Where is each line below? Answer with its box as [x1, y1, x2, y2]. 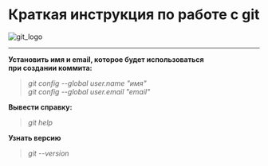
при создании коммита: [8, 63, 93, 72]
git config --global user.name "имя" [27, 78, 148, 88]
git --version [27, 149, 69, 158]
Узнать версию [8, 133, 61, 142]
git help [27, 118, 53, 127]
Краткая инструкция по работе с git [8, 6, 260, 24]
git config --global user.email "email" [27, 87, 151, 96]
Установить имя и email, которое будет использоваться [8, 54, 205, 64]
